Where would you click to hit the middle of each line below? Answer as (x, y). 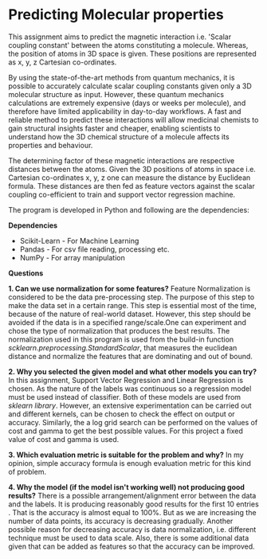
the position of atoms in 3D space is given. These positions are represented (132, 53)
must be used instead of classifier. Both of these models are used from (125, 397)
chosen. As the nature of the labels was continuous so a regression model (130, 389)
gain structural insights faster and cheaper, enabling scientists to (114, 128)
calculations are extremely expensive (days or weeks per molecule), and (127, 103)
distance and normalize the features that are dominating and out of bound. (131, 356)
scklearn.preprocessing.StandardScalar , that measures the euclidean (123, 347)
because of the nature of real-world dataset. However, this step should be (130, 314)
